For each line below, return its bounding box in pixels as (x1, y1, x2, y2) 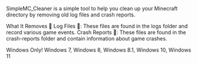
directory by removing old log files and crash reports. (6, 11, 136, 18)
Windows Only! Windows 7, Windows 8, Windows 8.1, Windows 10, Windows (6, 46, 192, 53)
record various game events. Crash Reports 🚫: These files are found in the (6, 29, 186, 36)
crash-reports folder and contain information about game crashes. (6, 35, 168, 42)
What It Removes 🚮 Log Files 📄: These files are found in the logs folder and (6, 23, 188, 29)
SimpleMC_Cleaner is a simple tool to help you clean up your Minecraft (6, 5, 178, 12)
